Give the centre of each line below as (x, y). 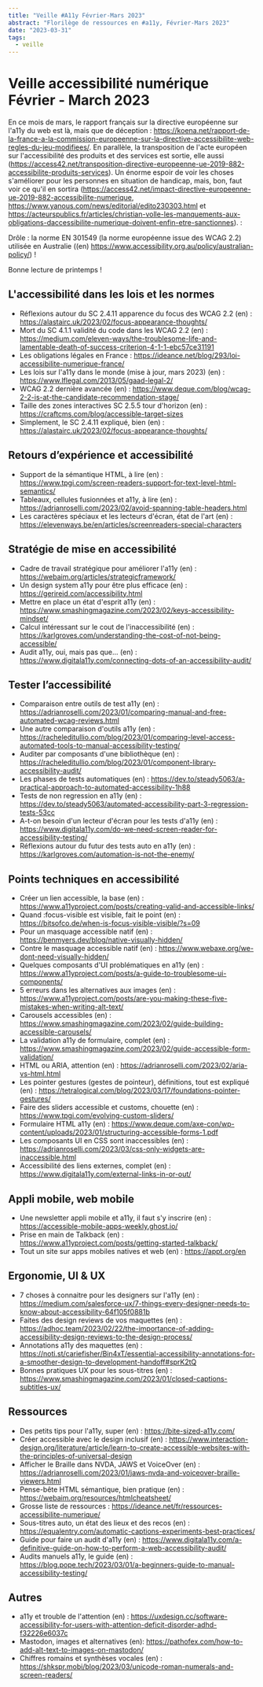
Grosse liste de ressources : (65, 1506)
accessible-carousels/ (55, 1032)
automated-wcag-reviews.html (69, 720)
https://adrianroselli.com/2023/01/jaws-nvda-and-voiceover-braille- (130, 1472)
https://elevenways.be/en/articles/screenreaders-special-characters (130, 524)
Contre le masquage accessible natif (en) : (88, 949)
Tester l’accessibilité (60, 684)
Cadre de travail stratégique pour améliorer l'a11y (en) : (108, 568)
